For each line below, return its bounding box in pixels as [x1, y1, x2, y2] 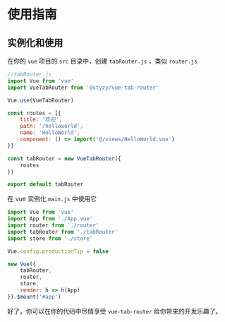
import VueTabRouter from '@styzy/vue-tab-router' [7, 84, 159, 91]
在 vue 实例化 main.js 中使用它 [7, 195, 97, 203]
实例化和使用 [7, 37, 63, 49]
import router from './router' [7, 222, 99, 229]
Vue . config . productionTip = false [7, 248, 109, 255]
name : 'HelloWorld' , [20, 129, 80, 136]
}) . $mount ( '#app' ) [7, 293, 61, 300]
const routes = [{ [7, 109, 61, 117]
